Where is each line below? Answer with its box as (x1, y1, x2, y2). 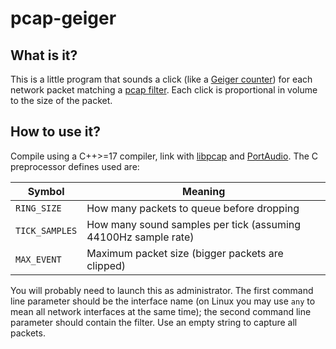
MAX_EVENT (15, 253, 62, 265)
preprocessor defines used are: (10, 160, 140, 172)
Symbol (27, 184, 65, 198)
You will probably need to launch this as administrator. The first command (10, 284, 314, 296)
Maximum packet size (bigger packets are (86, 246, 284, 260)
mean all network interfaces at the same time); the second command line (10, 305, 312, 317)
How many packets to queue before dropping (86, 201, 300, 215)
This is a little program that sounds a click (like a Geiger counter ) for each (10, 73, 313, 85)
